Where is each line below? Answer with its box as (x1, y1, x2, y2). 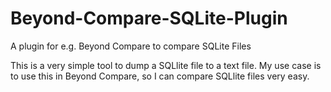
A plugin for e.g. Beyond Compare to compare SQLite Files (10, 40, 252, 52)
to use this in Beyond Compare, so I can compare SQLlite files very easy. (10, 70, 310, 82)
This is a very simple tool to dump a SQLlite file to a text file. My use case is (10, 59, 322, 71)
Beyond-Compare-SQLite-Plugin (10, 7, 288, 30)
